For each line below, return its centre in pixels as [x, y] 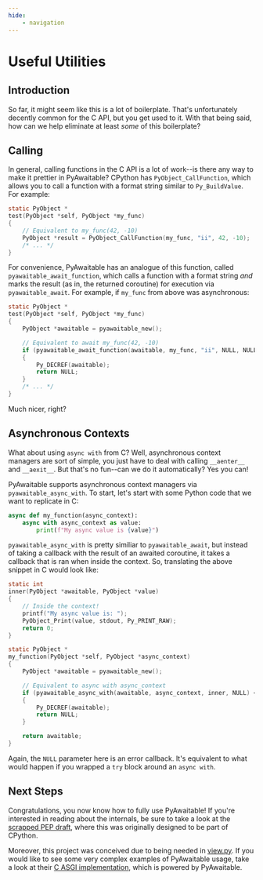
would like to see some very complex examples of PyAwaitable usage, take [129, 859]
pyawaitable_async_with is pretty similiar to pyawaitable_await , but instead [128, 545]
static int [26, 584]
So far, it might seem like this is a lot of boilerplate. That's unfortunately [123, 109]
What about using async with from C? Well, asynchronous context [115, 453]
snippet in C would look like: [54, 570]
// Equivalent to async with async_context [94, 685]
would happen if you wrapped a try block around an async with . [112, 766]
